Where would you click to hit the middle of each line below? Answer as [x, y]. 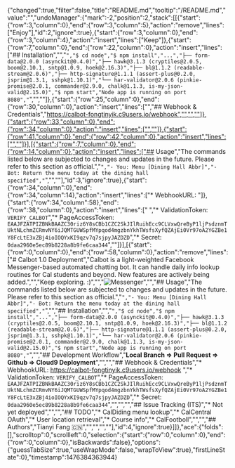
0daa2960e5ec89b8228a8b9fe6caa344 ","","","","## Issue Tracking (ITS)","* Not [115, 404]
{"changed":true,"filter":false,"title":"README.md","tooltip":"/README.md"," [117, 10]
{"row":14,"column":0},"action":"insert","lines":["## [81, 151]
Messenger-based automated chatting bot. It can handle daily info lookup [113, 267]
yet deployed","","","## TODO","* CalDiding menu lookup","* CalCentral [109, 412]
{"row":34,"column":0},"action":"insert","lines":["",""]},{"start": [97, 129]
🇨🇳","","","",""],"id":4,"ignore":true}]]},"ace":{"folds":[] [147, 427]
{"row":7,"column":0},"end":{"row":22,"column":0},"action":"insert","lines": [115, 47]
